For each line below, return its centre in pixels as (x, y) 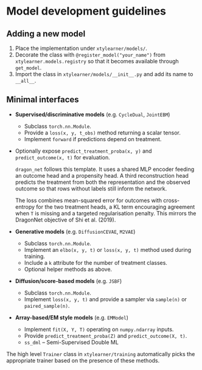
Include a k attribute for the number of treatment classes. (96, 262)
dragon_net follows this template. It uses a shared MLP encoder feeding (105, 169)
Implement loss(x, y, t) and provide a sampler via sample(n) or (106, 299)
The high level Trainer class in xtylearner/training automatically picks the (101, 354)
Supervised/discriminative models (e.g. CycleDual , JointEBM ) (92, 114)
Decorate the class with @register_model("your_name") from (90, 55)
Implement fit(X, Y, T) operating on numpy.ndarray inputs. (99, 329)
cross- (172, 200)
